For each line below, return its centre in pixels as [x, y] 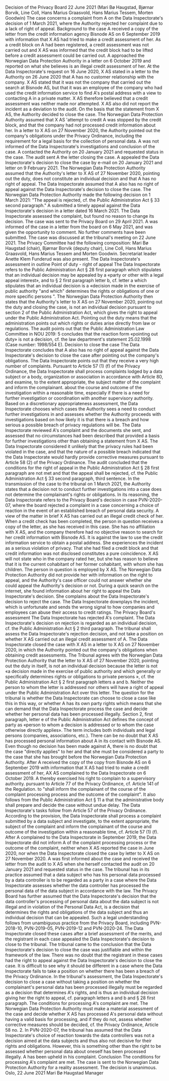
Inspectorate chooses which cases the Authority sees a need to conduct [80, 409]
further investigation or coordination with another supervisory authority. [79, 398]
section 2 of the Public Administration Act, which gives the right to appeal [81, 312]
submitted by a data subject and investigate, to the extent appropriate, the [82, 821]
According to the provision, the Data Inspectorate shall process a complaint [83, 816]
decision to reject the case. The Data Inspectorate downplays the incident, [82, 601]
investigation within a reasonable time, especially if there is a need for [77, 393]
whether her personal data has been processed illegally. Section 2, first [79, 714]
